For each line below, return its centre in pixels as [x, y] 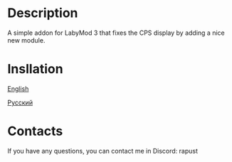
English [18, 88]
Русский [20, 102]
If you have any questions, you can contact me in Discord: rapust [102, 151]
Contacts [35, 131]
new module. [26, 40]
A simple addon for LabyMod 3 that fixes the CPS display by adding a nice [116, 33]
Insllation [35, 69]
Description [43, 13]
